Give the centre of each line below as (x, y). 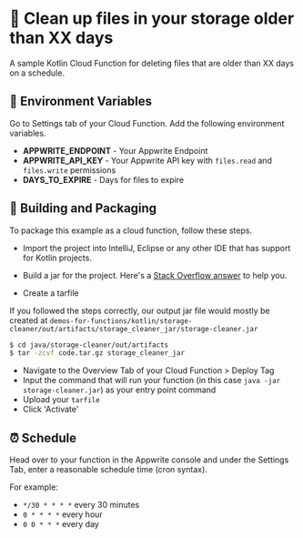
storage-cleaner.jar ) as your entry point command (119, 390)
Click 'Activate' (50, 410)
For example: (34, 487)
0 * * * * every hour (62, 514)
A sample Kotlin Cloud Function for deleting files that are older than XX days (152, 63)
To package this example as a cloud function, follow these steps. (131, 230)
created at (29, 320)
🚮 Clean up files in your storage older (152, 19)
